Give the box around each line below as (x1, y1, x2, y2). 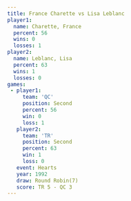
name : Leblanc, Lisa (13, 55, 72, 62)
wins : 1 (13, 68, 36, 75)
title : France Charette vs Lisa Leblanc (7, 10, 125, 17)
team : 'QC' (22, 94, 54, 101)
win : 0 (22, 113, 41, 119)
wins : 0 (13, 36, 36, 43)
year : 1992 (16, 171, 48, 178)
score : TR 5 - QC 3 (16, 184, 72, 191)
